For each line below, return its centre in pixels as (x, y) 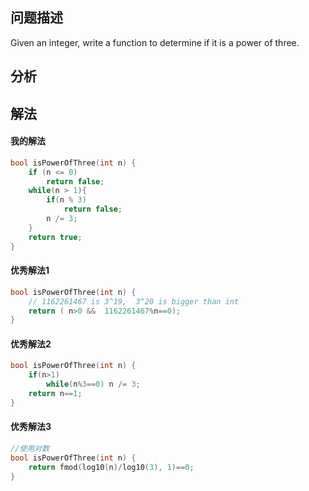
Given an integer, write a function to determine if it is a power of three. (155, 42)
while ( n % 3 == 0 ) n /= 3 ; (93, 384)
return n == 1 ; (55, 394)
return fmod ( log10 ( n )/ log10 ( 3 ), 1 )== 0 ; (111, 467)
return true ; (55, 237)
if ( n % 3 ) (66, 200)
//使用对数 (30, 449)
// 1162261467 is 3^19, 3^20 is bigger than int (134, 301)
